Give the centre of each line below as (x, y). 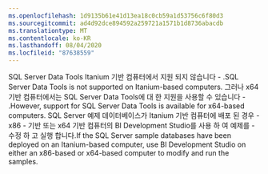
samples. (23, 162)
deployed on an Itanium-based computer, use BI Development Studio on (127, 144)
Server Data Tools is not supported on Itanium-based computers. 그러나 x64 (134, 87)
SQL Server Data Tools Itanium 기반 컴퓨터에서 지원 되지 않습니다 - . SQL (124, 77)
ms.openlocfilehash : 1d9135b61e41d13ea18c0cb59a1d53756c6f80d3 (116, 16)
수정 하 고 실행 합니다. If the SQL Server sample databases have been (120, 136)
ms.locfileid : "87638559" (51, 53)
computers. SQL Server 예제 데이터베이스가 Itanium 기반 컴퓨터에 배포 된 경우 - (134, 115)
